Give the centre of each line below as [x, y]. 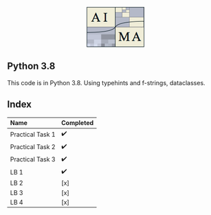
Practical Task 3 [33, 159]
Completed [77, 123]
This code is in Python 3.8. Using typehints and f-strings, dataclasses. [106, 82]
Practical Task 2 [33, 147]
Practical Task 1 [33, 134]
